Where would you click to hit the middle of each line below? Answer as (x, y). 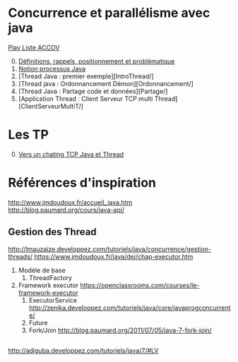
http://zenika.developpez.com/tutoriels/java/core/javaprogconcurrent (130, 308)
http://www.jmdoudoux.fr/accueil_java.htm (70, 202)
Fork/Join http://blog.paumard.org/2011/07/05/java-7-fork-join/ (120, 330)
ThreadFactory (50, 277)
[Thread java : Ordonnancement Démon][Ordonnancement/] (106, 83)
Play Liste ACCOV (34, 47)
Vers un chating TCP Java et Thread (71, 154)
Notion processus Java (52, 68)
